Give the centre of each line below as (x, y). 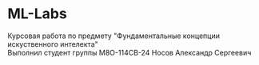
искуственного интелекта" (53, 44)
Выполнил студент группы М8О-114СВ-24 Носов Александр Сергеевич (129, 52)
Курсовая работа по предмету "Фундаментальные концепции (114, 36)
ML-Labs (37, 14)
